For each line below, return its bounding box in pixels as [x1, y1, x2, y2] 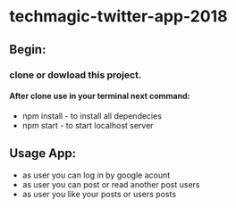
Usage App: [9, 146, 77, 162]
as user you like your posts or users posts [21, 188, 177, 199]
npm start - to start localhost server [21, 120, 154, 130]
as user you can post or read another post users [21, 179, 200, 189]
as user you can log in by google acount [21, 170, 171, 180]
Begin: [9, 42, 46, 57]
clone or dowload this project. [9, 69, 142, 81]
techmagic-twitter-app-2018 [9, 6, 228, 27]
